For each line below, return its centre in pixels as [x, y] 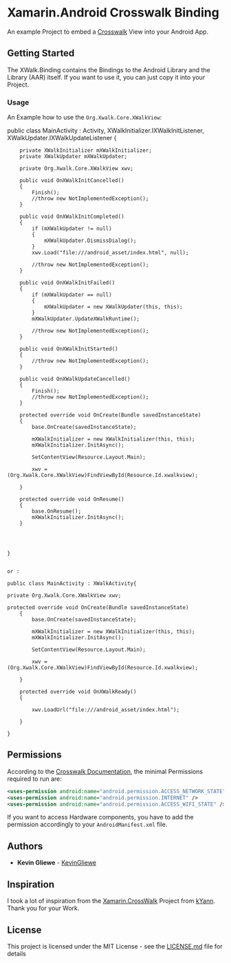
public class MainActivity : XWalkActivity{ [72, 584]
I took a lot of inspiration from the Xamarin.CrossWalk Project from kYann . [111, 901]
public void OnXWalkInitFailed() [67, 283]
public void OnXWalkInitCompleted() [72, 217]
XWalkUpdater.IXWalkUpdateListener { [62, 138]
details [16, 953]
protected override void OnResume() [72, 500]
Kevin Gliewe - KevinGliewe [57, 863]
